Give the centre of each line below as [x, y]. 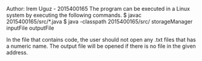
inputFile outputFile [30, 28]
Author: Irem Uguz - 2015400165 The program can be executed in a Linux [98, 9]
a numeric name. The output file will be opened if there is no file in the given [101, 46]
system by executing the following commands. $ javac [74, 15]
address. [17, 53]
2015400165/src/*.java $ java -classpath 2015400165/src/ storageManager [99, 21]
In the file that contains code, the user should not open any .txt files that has [101, 40]
